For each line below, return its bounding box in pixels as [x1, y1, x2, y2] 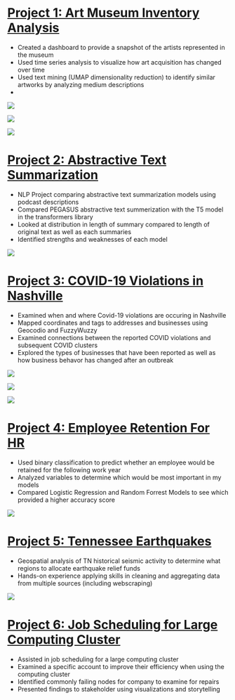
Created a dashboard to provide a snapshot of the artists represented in [17, 43, 226, 51]
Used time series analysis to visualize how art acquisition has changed [17, 58, 222, 66]
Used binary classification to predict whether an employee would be [17, 458, 215, 467]
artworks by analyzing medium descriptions [17, 80, 145, 89]
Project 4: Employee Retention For [7, 420, 210, 436]
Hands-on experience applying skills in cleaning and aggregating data [17, 571, 220, 580]
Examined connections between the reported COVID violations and [17, 333, 211, 342]
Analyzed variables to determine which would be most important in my [17, 473, 222, 481]
